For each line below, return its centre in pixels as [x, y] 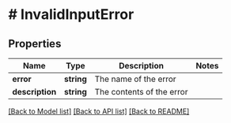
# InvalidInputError [71, 15]
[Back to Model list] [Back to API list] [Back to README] [99, 111]
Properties [35, 44]
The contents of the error [141, 92]
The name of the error [135, 79]
